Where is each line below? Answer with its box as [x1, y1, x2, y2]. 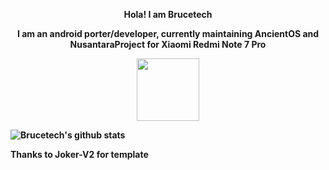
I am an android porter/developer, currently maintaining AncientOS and [16, 28, 320, 39]
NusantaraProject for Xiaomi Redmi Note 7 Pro [69, 39, 267, 50]
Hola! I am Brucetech [123, 9, 213, 20]
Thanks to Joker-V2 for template [10, 149, 149, 160]
